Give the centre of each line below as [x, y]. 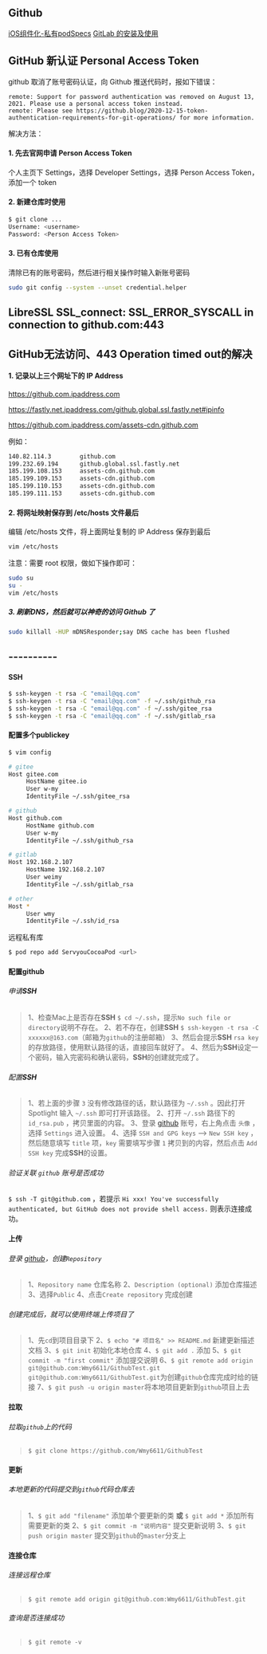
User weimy [44, 877]
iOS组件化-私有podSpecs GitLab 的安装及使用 [83, 33]
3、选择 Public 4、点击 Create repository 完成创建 [110, 1295]
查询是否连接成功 [36, 1618]
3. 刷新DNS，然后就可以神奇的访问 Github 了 [82, 612]
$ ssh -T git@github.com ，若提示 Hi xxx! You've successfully [114, 1199]
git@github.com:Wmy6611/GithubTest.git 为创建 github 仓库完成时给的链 [143, 1377]
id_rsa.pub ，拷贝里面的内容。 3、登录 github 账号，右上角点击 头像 [139, 1123]
